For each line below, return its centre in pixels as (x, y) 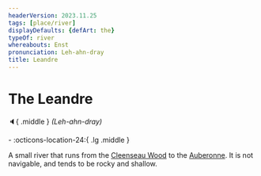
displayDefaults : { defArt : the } (61, 30)
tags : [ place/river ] (42, 23)
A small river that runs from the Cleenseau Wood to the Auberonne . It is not (131, 155)
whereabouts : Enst (38, 45)
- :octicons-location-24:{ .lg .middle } (69, 140)
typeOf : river (32, 38)
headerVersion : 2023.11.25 (53, 15)
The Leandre (51, 99)
